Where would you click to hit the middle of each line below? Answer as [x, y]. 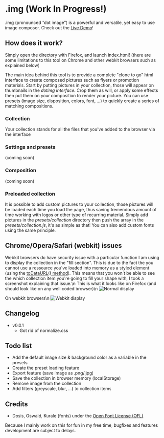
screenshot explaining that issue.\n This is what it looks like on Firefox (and [81, 283]
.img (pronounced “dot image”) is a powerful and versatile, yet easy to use [80, 22]
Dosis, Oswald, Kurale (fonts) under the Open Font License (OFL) [78, 416]
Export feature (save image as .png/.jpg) [53, 373]
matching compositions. [29, 106]
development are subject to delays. [40, 431]
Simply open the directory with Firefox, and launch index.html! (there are [78, 55]
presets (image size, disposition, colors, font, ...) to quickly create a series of [82, 101]
